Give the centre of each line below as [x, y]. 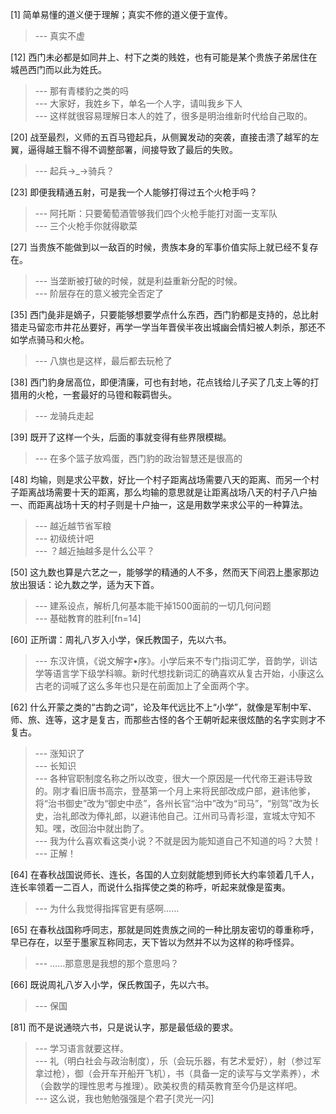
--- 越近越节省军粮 [73, 526]
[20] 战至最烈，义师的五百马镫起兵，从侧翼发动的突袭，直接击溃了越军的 [160, 137]
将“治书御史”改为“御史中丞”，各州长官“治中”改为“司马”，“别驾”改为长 [177, 803]
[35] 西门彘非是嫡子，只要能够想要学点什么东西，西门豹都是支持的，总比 [160, 314]
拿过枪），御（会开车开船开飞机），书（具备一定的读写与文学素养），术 [177, 1073]
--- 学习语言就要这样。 [82, 1048]
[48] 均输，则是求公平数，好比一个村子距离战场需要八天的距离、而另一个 [160, 479]
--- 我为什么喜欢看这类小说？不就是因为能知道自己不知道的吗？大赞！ [178, 841]
